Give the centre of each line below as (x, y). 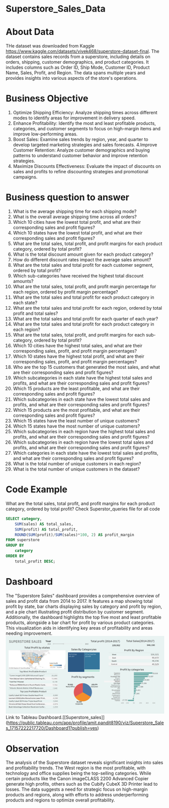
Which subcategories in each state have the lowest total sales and (81, 399)
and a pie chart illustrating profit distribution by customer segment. (75, 611)
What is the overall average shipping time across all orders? (75, 217)
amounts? (23, 281)
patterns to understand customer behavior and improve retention (80, 156)
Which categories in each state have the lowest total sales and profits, (86, 453)
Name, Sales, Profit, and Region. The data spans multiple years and (75, 73)
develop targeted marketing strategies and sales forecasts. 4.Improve (85, 145)
